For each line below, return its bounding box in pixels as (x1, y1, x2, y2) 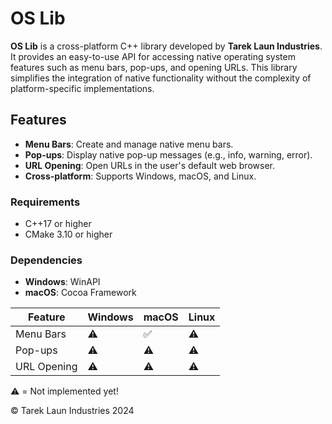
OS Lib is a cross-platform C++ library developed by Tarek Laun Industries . (10, 40, 323, 52)
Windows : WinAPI (24, 276, 101, 288)
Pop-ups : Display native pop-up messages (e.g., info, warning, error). (24, 148, 313, 161)
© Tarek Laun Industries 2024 (10, 405, 135, 417)
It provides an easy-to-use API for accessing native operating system (10, 50, 296, 62)
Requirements (10, 195, 81, 209)
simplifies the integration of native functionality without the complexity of (10, 72, 312, 84)
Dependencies (10, 253, 83, 267)
